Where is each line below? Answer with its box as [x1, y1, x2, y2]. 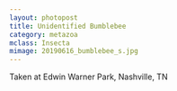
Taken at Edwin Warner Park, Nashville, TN [9, 71, 168, 82]
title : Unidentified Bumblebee [9, 22, 127, 31]
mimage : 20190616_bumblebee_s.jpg [9, 47, 139, 56]
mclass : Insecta [9, 38, 70, 48]
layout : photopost [9, 13, 78, 23]
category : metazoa [9, 30, 78, 39]
